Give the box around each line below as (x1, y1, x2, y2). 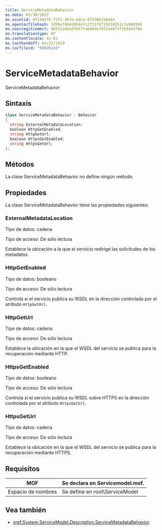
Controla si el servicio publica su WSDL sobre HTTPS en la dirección (5, 395, 149, 401)
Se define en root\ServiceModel (62, 488, 139, 495)
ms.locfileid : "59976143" (5, 45, 60, 51)
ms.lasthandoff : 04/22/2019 (5, 41, 65, 46)
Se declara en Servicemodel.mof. (62, 479, 144, 487)
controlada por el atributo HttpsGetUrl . (5, 400, 87, 406)
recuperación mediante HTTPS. (5, 450, 71, 456)
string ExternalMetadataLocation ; (10, 122, 83, 128)
